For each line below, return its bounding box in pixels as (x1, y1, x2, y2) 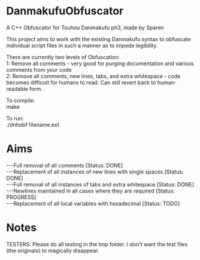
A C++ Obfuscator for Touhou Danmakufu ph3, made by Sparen (6, 24, 165, 31)
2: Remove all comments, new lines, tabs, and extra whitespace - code (6, 72, 181, 79)
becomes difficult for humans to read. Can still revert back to (6, 79, 156, 86)
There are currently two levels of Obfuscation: (6, 53, 120, 60)
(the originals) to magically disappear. (6, 247, 99, 254)
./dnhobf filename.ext (6, 121, 60, 128)
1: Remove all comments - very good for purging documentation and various (6, 60, 194, 67)
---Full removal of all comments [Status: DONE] (6, 161, 123, 169)
